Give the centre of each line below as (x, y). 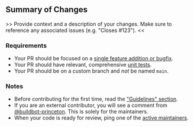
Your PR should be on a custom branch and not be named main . (91, 71)
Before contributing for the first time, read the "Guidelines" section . (96, 99)
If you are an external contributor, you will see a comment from (91, 105)
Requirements (26, 45)
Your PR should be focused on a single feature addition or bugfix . (94, 58)
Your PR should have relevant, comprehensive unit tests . (83, 65)
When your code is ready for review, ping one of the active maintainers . (101, 118)
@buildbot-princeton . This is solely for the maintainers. (81, 112)
